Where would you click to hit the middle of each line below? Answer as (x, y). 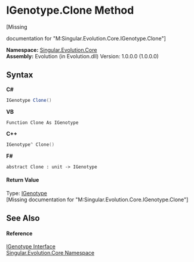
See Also (23, 218)
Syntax (20, 75)
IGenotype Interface (31, 247)
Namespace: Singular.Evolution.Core (52, 50)
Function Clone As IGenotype (42, 123)
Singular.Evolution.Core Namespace (50, 253)
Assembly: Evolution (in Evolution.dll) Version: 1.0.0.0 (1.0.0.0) (83, 56)
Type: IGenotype (27, 193)
